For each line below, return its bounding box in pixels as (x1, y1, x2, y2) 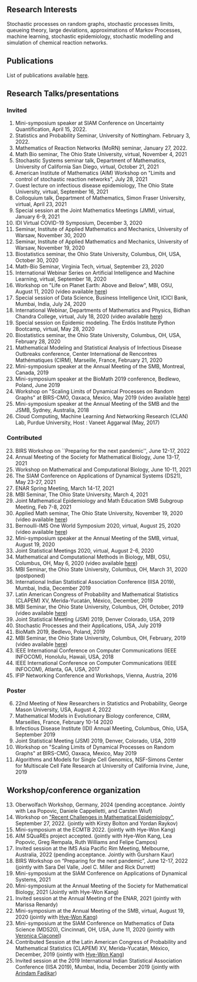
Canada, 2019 (15, 369, 49, 376)
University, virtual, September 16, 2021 (15, 188, 108, 196)
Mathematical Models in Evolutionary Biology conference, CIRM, (15, 712, 171, 719)
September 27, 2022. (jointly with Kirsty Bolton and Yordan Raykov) (15, 819, 178, 827)
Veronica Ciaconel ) (15, 932, 62, 939)
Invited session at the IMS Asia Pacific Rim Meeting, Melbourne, (15, 845, 169, 852)
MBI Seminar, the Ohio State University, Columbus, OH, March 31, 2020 (15, 566, 188, 573)
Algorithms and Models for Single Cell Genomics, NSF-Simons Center (15, 756, 184, 763)
